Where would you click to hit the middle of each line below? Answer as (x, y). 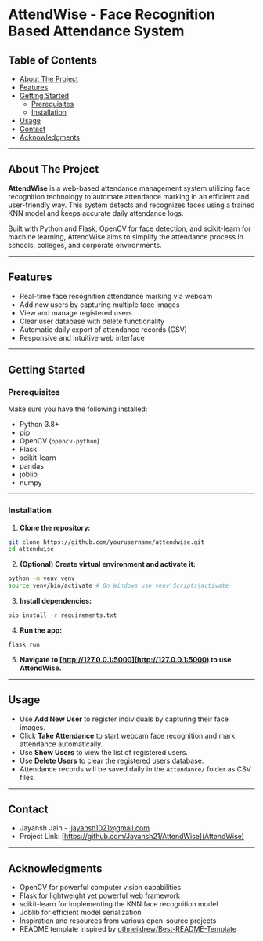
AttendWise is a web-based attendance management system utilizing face (129, 188)
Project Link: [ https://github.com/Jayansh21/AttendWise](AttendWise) (132, 837)
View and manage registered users (76, 312)
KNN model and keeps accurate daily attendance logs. (96, 213)
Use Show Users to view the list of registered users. (104, 752)
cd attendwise (31, 549)
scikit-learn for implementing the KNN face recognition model (119, 904)
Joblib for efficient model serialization (81, 913)
